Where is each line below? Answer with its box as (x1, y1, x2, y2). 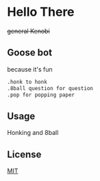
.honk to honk (7, 78, 48, 85)
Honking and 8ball (7, 129, 59, 137)
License (7, 149, 42, 160)
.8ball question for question (7, 85, 94, 92)
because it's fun (7, 65, 53, 73)
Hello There (7, 4, 75, 20)
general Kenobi (7, 27, 50, 35)
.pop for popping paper (7, 91, 75, 98)
